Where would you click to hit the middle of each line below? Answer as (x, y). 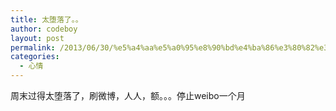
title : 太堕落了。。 (46, 19)
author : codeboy (44, 29)
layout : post (37, 38)
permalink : (33, 47)
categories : (35, 57)
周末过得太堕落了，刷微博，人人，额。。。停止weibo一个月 (128, 95)
